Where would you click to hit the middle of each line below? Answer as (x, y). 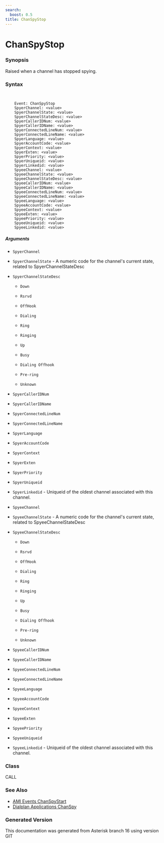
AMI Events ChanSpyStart (39, 801)
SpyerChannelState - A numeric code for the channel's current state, (83, 261)
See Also (16, 790)
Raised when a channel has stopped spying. (51, 71)
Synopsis (17, 60)
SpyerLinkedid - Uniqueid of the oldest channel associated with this (83, 492)
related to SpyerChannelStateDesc (48, 267)
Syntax (14, 84)
